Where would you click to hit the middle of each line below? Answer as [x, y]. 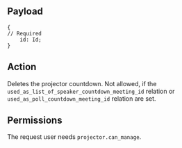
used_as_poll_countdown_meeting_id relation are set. [82, 98]
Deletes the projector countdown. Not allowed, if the [82, 83]
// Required [24, 33]
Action [22, 67]
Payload [25, 11]
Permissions [35, 121]
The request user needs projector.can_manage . [74, 137]
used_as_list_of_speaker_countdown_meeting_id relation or [91, 91]
